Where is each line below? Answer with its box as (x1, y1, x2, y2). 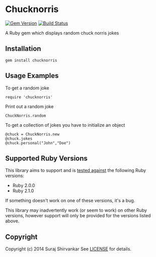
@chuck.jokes (5, 136, 33, 141)
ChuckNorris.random (5, 113, 46, 118)
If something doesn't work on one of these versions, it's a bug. (5, 198, 135, 204)
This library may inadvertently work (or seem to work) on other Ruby (5, 207, 147, 213)
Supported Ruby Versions (5, 154, 88, 162)
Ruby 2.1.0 (12, 188, 34, 194)
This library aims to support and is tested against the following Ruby (5, 167, 146, 174)
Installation (5, 44, 41, 53)
